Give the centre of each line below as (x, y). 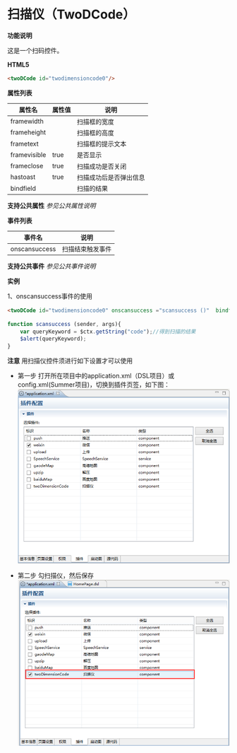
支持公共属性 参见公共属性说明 (51, 205)
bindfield (23, 188)
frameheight (28, 132)
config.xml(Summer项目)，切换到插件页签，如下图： (94, 385)
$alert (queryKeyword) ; (53, 339)
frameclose (27, 166)
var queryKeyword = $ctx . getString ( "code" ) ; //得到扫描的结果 (108, 332)
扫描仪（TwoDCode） (71, 14)
